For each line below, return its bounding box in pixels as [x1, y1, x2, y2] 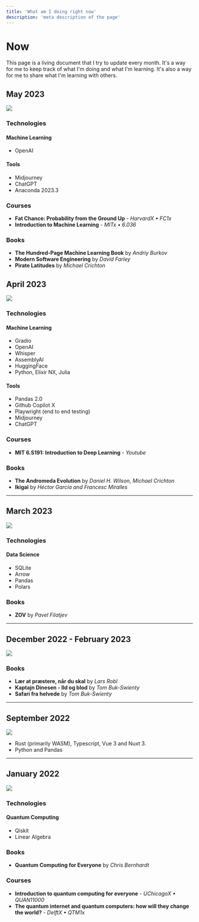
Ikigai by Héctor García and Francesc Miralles [14, 483, 128, 490]
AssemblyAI [14, 356, 44, 363]
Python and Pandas [14, 746, 63, 754]
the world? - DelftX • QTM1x [14, 908, 85, 916]
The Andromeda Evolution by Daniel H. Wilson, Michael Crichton [14, 477, 175, 484]
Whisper [14, 350, 36, 357]
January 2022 [6, 769, 60, 779]
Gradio [14, 337, 31, 344]
